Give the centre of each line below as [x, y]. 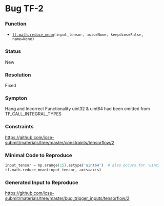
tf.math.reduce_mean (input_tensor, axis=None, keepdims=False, [78, 35]
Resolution [18, 75]
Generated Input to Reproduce [42, 183]
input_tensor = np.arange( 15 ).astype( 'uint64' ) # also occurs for [75, 165]
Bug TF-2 [24, 9]
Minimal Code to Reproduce [39, 155]
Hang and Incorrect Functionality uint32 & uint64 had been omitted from [78, 109]
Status [13, 51]
